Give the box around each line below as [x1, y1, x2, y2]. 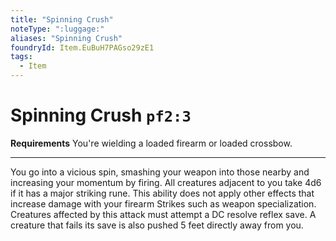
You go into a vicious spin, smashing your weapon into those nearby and [10, 166, 310, 178]
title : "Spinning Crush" [10, 14, 114, 25]
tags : [10, 52, 33, 62]
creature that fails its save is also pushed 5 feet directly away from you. [10, 219, 304, 231]
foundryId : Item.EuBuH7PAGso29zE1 [10, 42, 155, 53]
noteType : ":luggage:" [10, 24, 105, 34]
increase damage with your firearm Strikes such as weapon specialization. [10, 197, 317, 210]
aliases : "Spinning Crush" [10, 33, 123, 43]
